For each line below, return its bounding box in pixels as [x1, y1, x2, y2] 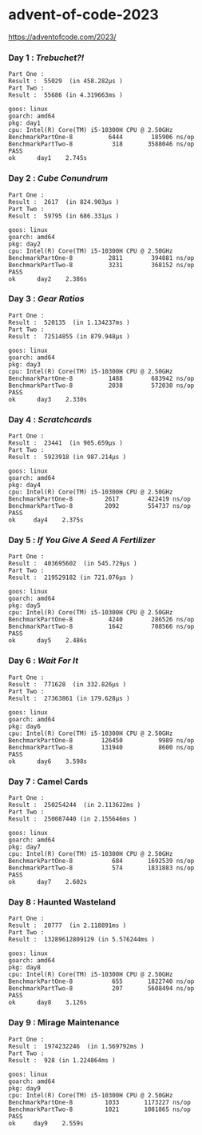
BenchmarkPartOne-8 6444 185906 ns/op [8, 134, 195, 142]
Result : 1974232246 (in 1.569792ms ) [8, 1042, 145, 1050]
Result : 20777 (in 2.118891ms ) [8, 921, 127, 929]
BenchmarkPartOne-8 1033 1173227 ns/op [8, 1098, 192, 1106]
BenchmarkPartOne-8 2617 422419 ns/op [8, 495, 192, 503]
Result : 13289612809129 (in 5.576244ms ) [8, 936, 156, 944]
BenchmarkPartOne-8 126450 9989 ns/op [8, 736, 195, 745]
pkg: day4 [8, 482, 42, 490]
